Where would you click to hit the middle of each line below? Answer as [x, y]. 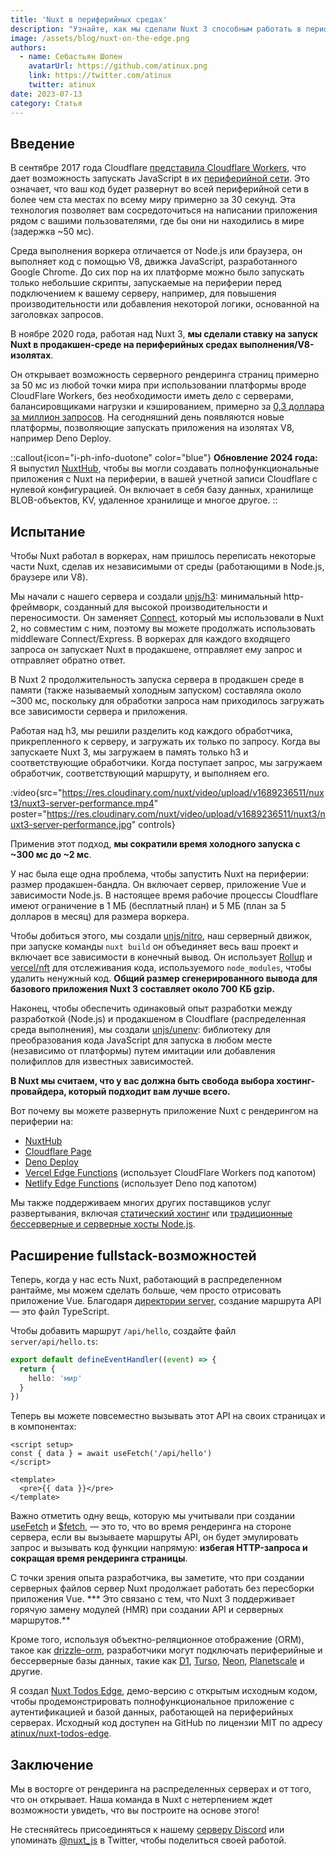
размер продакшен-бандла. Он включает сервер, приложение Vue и [158, 885]
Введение [43, 143]
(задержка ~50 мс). [52, 232]
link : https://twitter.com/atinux [100, 76]
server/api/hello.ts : [54, 1341]
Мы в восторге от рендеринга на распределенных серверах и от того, [161, 1789]
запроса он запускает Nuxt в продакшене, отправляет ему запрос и [156, 650]
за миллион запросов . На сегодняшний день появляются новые [147, 417]
